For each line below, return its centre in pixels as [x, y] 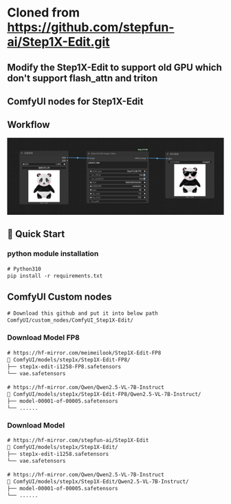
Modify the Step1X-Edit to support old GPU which [114, 67]
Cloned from [44, 13]
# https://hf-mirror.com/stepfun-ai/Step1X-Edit [78, 441]
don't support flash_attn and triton [82, 78]
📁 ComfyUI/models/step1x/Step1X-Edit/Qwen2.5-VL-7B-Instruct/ [98, 482]
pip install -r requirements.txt [55, 276]
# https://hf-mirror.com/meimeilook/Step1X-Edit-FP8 [84, 353]
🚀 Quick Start [36, 234]
